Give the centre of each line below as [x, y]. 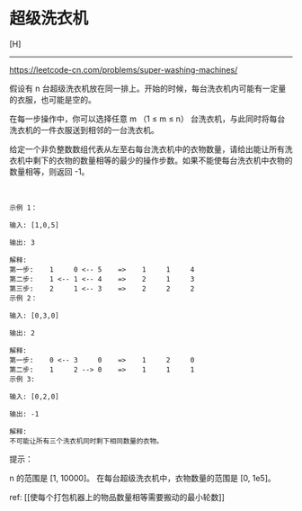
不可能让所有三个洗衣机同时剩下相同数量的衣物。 [86, 441]
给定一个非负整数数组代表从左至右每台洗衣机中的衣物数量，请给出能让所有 [147, 148]
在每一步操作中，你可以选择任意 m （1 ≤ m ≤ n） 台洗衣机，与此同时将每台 [147, 119]
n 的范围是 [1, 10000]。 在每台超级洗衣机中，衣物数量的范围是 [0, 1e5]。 [142, 478]
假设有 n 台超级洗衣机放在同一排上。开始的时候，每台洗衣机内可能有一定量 [148, 88]
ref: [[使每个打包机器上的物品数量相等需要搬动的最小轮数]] [117, 497]
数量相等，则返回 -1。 [49, 171]
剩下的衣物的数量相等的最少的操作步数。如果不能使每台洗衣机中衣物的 [163, 160]
